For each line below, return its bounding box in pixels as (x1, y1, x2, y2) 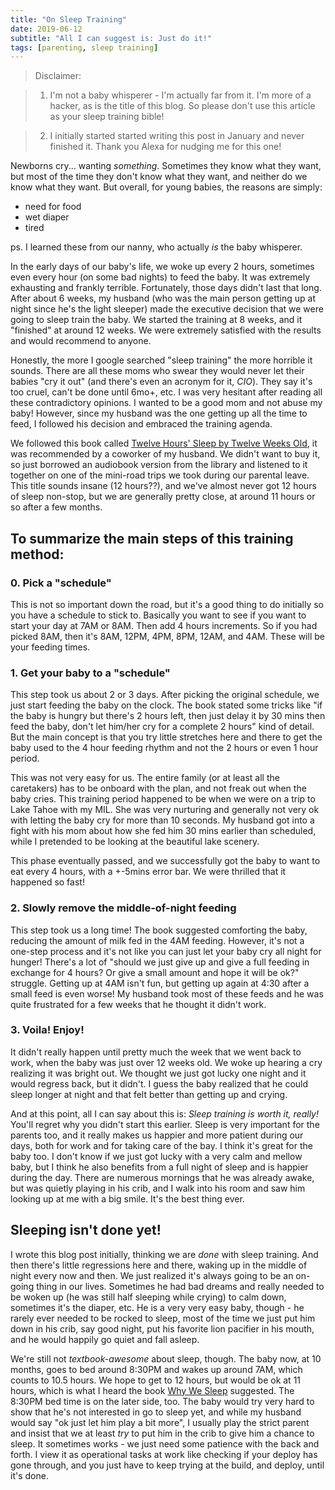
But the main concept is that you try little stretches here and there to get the (10, 731, 323, 743)
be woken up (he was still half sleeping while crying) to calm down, (10, 1291, 287, 1303)
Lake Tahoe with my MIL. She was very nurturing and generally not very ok (10, 804, 320, 816)
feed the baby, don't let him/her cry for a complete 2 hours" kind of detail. (10, 721, 315, 733)
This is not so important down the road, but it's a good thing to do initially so (10, 598, 324, 610)
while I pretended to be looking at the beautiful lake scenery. (10, 836, 260, 848)
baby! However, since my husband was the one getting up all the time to (10, 407, 308, 420)
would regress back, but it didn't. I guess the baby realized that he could (10, 1077, 309, 1090)
